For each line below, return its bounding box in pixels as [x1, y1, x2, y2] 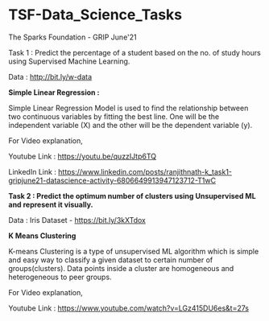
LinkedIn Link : [8, 167, 56, 176]
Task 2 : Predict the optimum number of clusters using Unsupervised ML [8, 191, 256, 200]
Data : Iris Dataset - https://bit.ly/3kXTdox [8, 215, 147, 224]
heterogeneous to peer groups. [8, 272, 112, 282]
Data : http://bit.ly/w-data [8, 72, 93, 81]
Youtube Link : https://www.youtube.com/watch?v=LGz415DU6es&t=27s [8, 303, 250, 313]
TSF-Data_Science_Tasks [8, 6, 183, 24]
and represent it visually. [8, 200, 93, 209]
